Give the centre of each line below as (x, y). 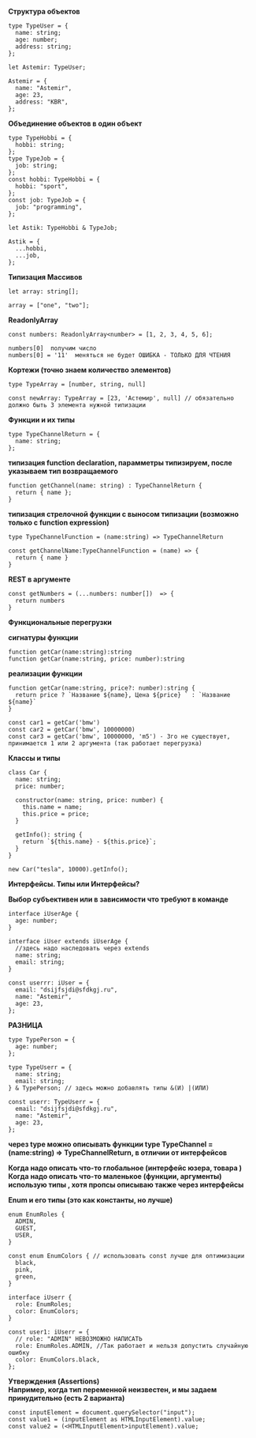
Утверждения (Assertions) (54, 1381)
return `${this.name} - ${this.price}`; (89, 841)
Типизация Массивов (45, 277)
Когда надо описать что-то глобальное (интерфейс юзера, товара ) (125, 1168)
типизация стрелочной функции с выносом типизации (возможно (123, 514)
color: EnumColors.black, (58, 1360)
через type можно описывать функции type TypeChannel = (111, 1144)
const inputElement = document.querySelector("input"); (102, 1413)
